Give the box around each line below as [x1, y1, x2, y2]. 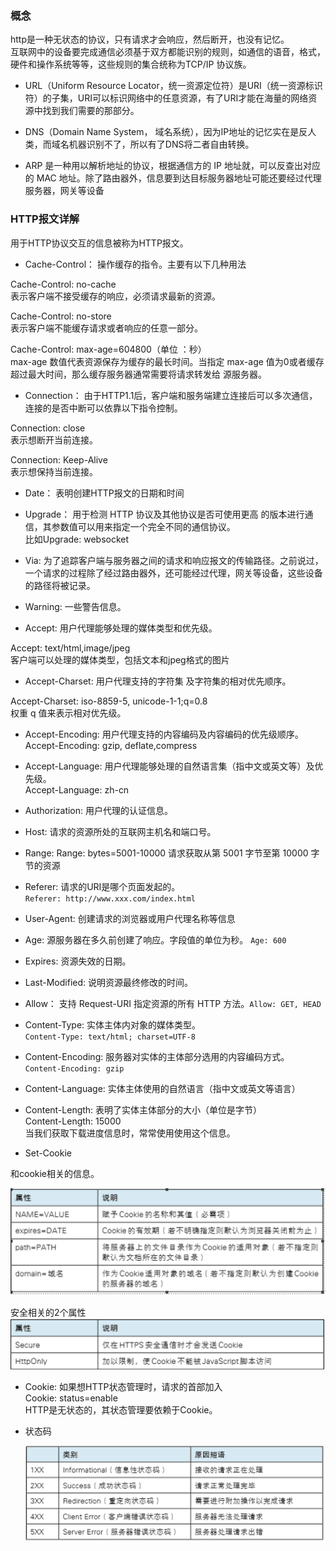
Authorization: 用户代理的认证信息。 [24, 804, 173, 816]
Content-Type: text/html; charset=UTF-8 [24, 1032, 196, 1042]
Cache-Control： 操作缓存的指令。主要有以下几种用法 [24, 258, 247, 270]
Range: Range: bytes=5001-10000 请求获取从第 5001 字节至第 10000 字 [24, 847, 320, 859]
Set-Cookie [24, 1147, 72, 1159]
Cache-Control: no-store [10, 310, 112, 322]
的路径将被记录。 [24, 579, 96, 591]
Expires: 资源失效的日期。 [24, 955, 132, 967]
